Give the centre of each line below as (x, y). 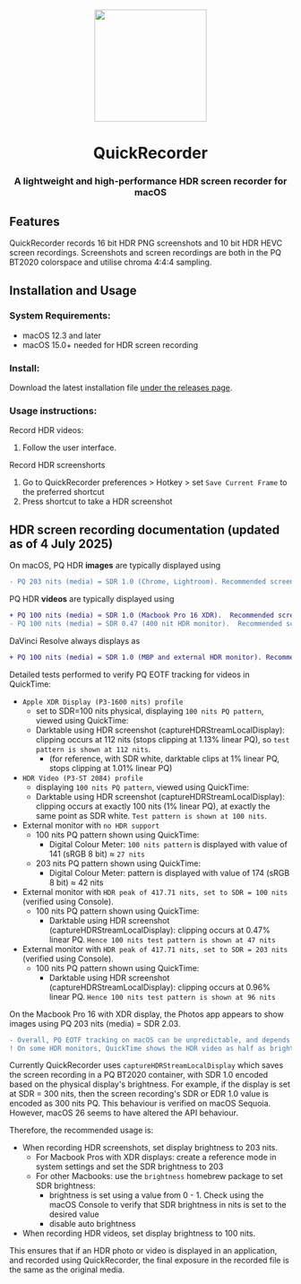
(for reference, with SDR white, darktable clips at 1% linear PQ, (164, 759)
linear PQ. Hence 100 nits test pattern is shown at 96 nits (162, 996)
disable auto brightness (92, 1224)
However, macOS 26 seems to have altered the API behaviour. (124, 1113)
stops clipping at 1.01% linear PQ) (111, 768)
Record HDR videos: (47, 430)
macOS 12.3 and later (61, 335)
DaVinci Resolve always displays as (75, 640)
